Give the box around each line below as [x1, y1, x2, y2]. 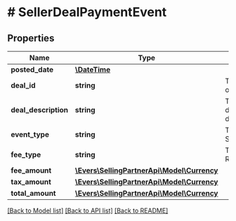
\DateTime [74, 65, 111, 74]
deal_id [11, 81, 36, 90]
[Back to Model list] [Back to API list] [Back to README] [7, 206, 169, 215]
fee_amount [11, 166, 52, 175]
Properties [7, 32, 55, 44]
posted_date [11, 65, 54, 74]
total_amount [11, 189, 56, 198]
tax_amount [11, 177, 51, 187]
